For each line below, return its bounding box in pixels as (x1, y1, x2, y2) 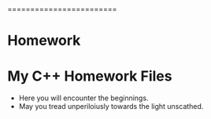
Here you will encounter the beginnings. (18, 93, 149, 103)
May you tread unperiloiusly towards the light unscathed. (18, 102, 204, 111)
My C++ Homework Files (7, 67, 172, 85)
